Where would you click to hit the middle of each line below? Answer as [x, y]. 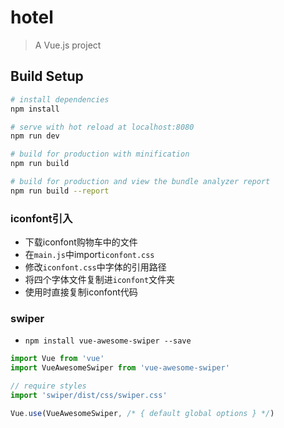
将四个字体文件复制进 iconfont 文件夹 [100, 280]
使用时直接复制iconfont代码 [81, 292]
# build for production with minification [100, 154]
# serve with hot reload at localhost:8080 [102, 127]
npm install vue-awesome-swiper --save [108, 341]
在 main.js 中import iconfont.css [89, 255]
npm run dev [35, 136]
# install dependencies [60, 99]
